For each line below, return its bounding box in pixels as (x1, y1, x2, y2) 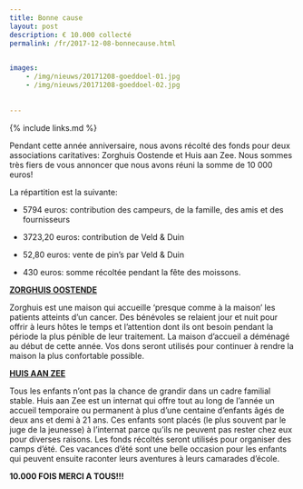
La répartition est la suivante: (9, 186, 118, 197)
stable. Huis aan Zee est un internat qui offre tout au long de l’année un (9, 394, 275, 405)
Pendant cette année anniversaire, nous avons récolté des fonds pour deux (9, 140, 290, 151)
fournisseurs (22, 214, 71, 225)
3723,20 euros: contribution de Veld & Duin (22, 231, 184, 242)
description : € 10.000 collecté (9, 30, 132, 39)
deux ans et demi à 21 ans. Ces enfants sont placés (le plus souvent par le (9, 414, 287, 425)
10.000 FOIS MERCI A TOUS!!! (9, 470, 124, 482)
